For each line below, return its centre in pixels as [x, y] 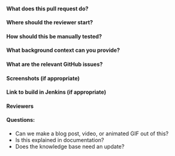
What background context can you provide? [63, 50]
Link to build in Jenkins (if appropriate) [56, 92]
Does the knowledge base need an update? [70, 146]
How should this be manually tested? [54, 36]
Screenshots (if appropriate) [43, 78]
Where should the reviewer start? [50, 23]
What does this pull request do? [48, 9]
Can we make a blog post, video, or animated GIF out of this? [92, 133]
